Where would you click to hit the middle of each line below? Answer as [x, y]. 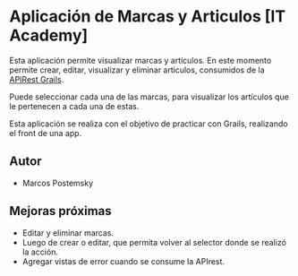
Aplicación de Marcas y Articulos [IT [148, 17]
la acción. [40, 252]
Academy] [49, 35]
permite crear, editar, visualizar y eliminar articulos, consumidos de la [137, 70]
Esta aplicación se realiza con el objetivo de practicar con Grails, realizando [149, 124]
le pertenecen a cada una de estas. [74, 106]
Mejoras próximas [60, 211]
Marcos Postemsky [58, 183]
